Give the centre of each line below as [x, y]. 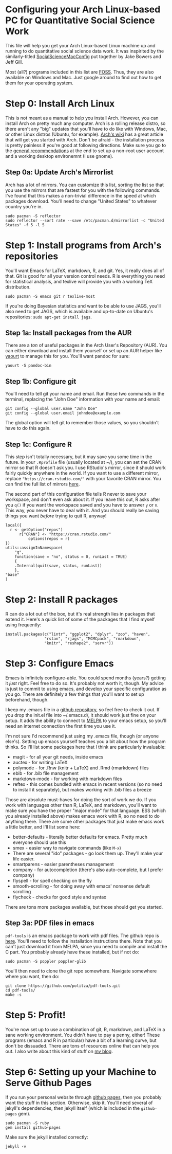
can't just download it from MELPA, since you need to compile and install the [86, 946]
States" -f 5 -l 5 [25, 225]
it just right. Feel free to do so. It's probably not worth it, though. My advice [85, 683]
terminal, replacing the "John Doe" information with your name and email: [83, 399]
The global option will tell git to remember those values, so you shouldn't [82, 423]
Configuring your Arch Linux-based [83, 10]
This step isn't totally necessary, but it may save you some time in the [79, 457]
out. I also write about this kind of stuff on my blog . [59, 1051]
